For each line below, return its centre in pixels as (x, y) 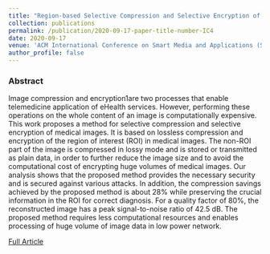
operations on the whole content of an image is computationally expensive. (133, 115)
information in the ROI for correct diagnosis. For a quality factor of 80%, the (134, 200)
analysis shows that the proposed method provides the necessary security (132, 175)
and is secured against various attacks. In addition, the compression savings (135, 183)
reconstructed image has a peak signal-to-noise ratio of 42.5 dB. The (123, 209)
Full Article (26, 242)
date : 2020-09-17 (37, 38)
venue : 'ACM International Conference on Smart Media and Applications (131, 46)
